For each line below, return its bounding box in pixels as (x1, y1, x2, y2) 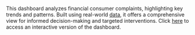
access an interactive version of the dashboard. (6, 23, 121, 30)
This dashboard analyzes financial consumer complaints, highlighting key (6, 5, 183, 12)
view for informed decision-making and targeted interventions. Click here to (6, 17, 189, 24)
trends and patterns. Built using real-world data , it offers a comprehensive (6, 11, 185, 18)
